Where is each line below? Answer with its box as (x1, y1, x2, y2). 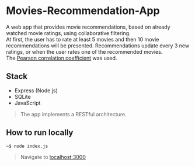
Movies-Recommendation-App (6, 4, 160, 18)
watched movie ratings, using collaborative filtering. (6, 29, 131, 36)
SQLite (14, 93, 31, 100)
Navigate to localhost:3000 (20, 153, 86, 160)
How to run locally (6, 127, 74, 138)
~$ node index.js (6, 143, 48, 149)
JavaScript (14, 99, 41, 106)
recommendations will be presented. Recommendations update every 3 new (6, 42, 190, 49)
